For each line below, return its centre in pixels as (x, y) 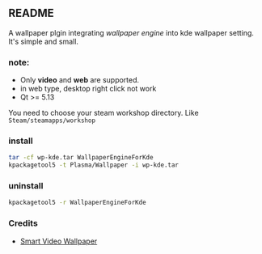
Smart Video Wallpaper (59, 241)
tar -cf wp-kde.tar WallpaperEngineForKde (81, 158)
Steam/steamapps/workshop (52, 121)
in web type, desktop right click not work (88, 89)
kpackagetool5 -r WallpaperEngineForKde (78, 203)
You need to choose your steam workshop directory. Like (104, 113)
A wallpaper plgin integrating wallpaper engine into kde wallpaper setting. (131, 32)
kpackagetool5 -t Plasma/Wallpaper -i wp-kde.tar (94, 165)
